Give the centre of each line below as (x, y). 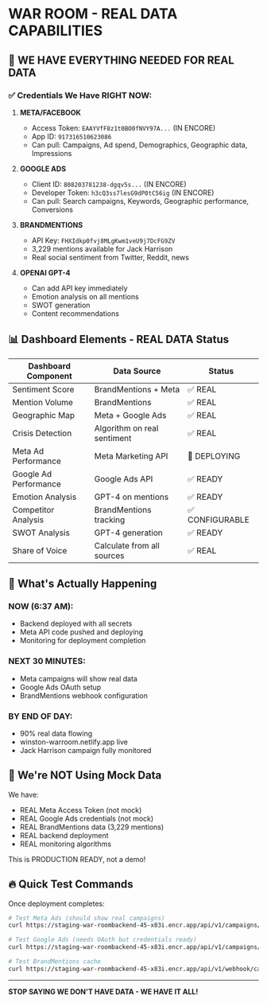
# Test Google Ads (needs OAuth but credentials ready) (103, 940)
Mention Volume (43, 402)
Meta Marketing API (131, 456)
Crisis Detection (42, 433)
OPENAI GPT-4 (45, 272)
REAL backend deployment (64, 835)
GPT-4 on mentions (132, 497)
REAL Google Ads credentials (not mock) (87, 818)
